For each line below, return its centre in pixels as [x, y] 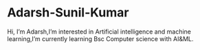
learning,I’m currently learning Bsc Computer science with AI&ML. [100, 38]
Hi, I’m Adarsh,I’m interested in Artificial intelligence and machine [99, 32]
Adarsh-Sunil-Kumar [68, 13]
